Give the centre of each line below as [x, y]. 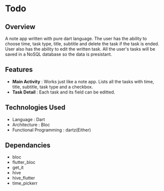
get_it [18, 167]
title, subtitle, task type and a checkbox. [53, 87]
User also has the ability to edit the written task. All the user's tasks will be [80, 49]
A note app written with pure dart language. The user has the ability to [76, 38]
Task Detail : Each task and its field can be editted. [64, 92]
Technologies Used [35, 108]
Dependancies [28, 145]
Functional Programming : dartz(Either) [52, 130]
